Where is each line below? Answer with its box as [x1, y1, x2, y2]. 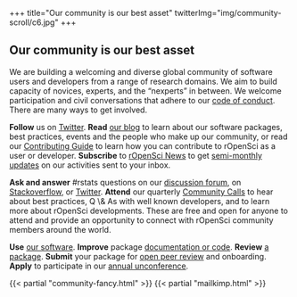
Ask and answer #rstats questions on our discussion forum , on [9, 177, 242, 187]
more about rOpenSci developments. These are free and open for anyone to [9, 205, 288, 216]
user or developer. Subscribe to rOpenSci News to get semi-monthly [9, 150, 263, 161]
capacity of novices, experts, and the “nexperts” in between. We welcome [9, 85, 283, 96]
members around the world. [9, 224, 111, 235]
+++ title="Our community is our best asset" [9, 8, 173, 18]
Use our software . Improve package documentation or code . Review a [9, 241, 269, 252]
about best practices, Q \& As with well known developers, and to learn [9, 195, 270, 206]
